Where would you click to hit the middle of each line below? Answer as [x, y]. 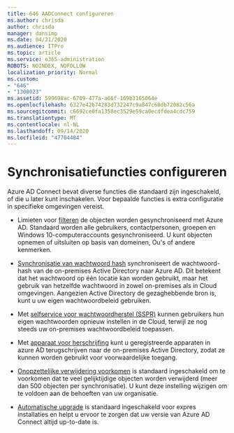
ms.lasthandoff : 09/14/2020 [48, 131]
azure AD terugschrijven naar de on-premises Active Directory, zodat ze [121, 350]
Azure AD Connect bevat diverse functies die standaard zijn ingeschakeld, [114, 192]
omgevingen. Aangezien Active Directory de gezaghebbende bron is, [117, 293]
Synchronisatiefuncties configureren [117, 172]
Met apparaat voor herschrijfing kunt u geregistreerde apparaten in [114, 343]
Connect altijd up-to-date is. [58, 422]
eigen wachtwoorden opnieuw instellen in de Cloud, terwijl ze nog [112, 322]
